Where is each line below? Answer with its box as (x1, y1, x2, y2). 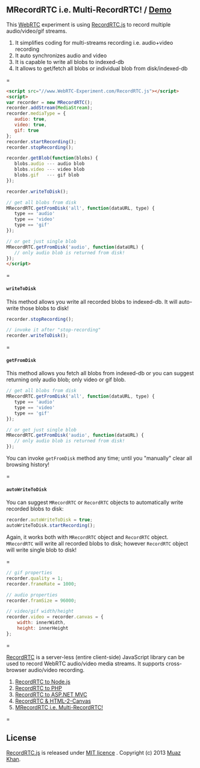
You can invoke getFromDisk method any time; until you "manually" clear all (6, 454, 193, 462)
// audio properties (6, 592, 58, 598)
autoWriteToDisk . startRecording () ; (6, 523, 96, 529)
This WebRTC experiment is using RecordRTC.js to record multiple (6, 21, 171, 28)
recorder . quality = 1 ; (6, 575, 63, 581)
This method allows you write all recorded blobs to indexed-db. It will (6, 298, 178, 305)
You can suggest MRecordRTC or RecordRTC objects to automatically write (6, 499, 184, 506)
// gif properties (6, 570, 52, 576)
